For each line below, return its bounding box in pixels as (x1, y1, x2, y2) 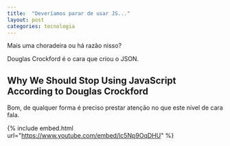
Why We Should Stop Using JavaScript (7, 75, 176, 86)
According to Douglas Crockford (7, 85, 149, 97)
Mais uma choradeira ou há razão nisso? (7, 42, 122, 50)
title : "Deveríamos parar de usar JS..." (7, 10, 130, 17)
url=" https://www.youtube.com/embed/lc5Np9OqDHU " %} (7, 132, 174, 140)
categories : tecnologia (7, 23, 76, 29)
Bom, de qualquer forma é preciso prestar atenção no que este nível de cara (7, 104, 223, 112)
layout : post (7, 16, 45, 23)
